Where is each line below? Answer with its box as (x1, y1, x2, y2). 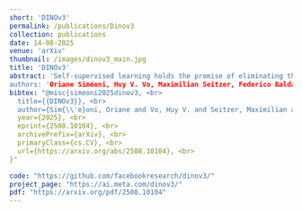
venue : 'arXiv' (9, 47, 67, 56)
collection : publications (9, 30, 106, 39)
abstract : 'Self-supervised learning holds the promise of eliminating (9, 72, 283, 81)
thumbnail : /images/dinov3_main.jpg (9, 55, 147, 64)
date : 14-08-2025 (9, 38, 75, 48)
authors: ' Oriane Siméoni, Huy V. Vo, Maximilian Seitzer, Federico (9, 80, 271, 89)
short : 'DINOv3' (9, 13, 70, 22)
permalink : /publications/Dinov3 (9, 22, 135, 31)
